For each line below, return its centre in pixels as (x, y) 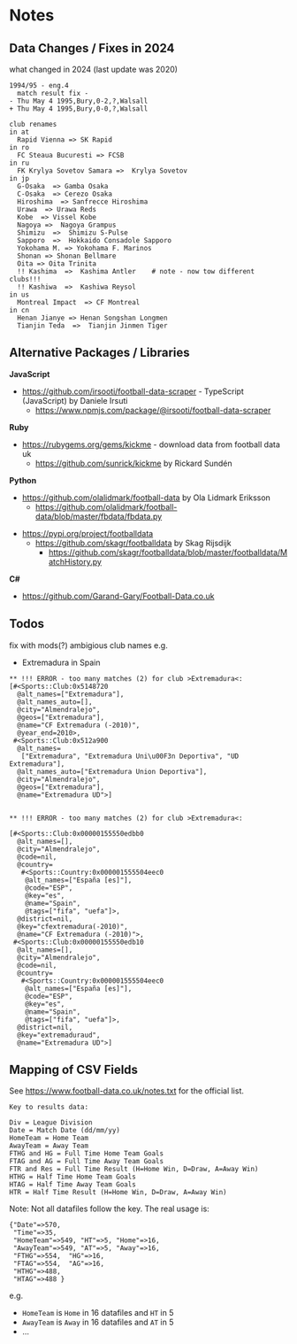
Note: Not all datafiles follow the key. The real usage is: (109, 1209)
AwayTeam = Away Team (49, 1146)
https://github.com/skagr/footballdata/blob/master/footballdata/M (168, 552)
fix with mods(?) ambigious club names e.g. (88, 645)
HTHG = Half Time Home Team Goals (73, 1177)
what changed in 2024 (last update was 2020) (94, 69)
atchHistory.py (75, 561)
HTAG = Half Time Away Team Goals (73, 1185)
